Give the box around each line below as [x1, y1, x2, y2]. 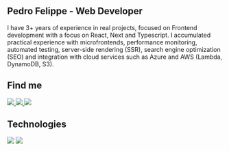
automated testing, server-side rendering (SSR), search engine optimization [7, 45, 221, 53]
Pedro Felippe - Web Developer [7, 5, 143, 17]
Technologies [7, 119, 67, 131]
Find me [7, 80, 43, 92]
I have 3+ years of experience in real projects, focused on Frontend [7, 23, 197, 31]
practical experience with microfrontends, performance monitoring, [7, 38, 197, 46]
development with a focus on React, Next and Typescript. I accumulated [7, 31, 211, 39]
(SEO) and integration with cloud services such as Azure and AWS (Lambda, [7, 53, 223, 61]
